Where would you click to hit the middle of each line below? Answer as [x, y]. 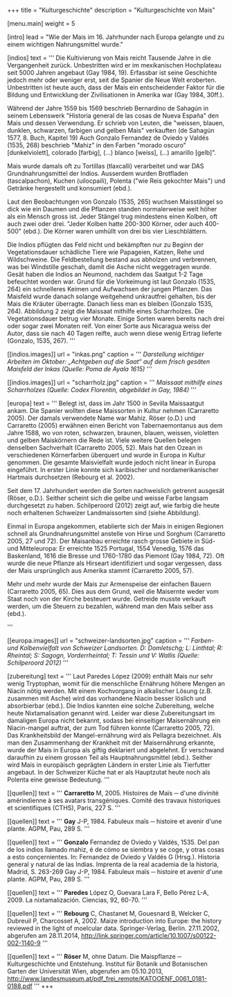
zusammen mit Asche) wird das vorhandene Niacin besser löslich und [107, 698]
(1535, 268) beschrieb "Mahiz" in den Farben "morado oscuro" [97, 145]
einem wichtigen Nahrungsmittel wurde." [65, 44]
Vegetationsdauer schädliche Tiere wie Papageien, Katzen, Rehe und [106, 252]
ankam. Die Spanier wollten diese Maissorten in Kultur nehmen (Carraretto [113, 411]
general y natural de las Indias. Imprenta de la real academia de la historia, [113, 864]
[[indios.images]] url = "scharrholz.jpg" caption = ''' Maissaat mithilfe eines [115, 382]
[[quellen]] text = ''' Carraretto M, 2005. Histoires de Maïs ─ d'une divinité [113, 793]
